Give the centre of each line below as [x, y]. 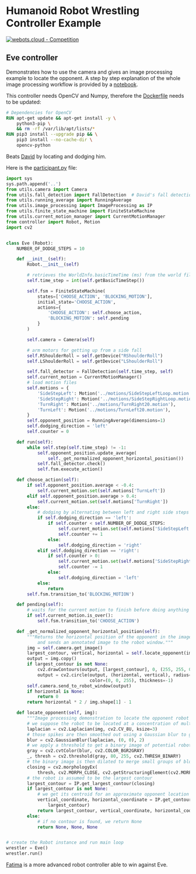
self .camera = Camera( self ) [61, 340]
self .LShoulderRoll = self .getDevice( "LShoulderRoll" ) [95, 361]
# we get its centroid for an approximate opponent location [113, 794]
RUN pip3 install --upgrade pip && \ [52, 135]
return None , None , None [67, 827]
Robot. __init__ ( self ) [53, 264]
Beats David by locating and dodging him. [56, 156]
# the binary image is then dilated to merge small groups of [104, 762]
